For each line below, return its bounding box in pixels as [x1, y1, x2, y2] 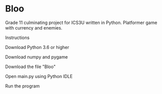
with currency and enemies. [5, 24, 62, 30]
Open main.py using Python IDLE [5, 73, 73, 79]
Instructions [5, 34, 30, 40]
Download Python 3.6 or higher [5, 44, 69, 50]
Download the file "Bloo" [5, 63, 56, 69]
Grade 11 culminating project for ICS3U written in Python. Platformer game [5, 19, 158, 25]
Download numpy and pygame [5, 53, 68, 60]
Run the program [5, 83, 40, 89]
